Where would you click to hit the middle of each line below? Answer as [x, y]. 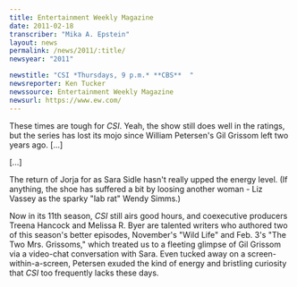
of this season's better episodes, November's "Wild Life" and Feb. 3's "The [148, 234]
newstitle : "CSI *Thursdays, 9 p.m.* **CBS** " [102, 76]
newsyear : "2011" [42, 59]
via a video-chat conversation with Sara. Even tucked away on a [127, 253]
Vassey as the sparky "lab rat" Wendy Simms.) [95, 198]
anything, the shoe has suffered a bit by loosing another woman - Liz [136, 189]
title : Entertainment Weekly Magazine [81, 17]
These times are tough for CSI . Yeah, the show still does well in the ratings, [147, 125]
